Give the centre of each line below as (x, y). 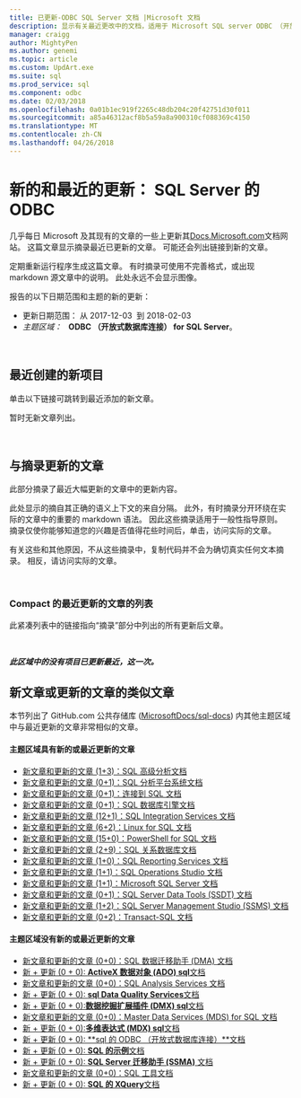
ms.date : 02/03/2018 (48, 101)
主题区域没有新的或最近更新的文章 (72, 939)
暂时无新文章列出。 (45, 417)
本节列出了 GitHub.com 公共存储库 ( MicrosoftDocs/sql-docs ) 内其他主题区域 (150, 716)
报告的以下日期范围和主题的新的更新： (80, 296)
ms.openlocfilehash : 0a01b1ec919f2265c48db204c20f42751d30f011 (130, 110)
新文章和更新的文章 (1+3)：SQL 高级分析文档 (104, 771)
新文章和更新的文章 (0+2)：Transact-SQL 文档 (107, 917)
